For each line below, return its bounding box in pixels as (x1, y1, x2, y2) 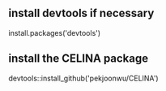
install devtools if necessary (8, 6, 155, 20)
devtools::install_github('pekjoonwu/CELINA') (8, 73, 160, 83)
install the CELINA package (8, 52, 149, 66)
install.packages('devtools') (8, 28, 101, 37)
